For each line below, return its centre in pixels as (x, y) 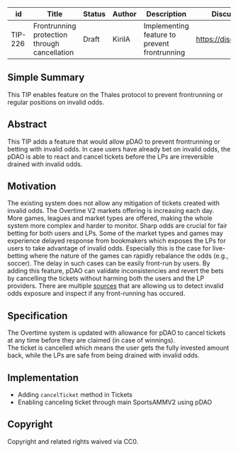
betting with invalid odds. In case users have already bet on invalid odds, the (119, 149)
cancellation (53, 52)
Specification (38, 315)
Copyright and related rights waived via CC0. (73, 441)
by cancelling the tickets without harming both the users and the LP (106, 278)
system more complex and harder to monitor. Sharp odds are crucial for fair (118, 226)
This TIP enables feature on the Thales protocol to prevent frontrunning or (115, 94)
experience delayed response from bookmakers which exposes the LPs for (117, 241)
